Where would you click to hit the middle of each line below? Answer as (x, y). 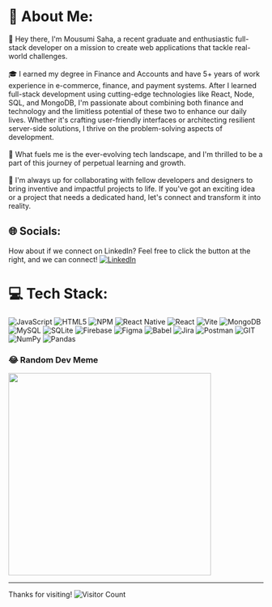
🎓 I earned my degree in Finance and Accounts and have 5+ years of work (134, 74)
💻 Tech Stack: (58, 293)
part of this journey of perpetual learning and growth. (97, 163)
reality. (20, 206)
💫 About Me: (51, 17)
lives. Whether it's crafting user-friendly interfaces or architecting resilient (132, 120)
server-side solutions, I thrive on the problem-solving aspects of (115, 128)
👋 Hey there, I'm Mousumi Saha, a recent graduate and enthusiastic (121, 39)
